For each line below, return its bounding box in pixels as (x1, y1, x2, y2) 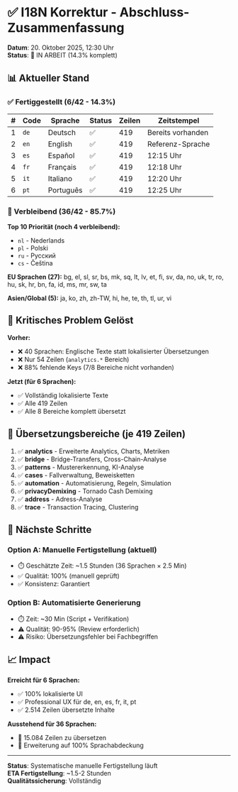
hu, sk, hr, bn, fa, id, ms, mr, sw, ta (7, 280, 108, 288)
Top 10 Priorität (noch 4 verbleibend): (7, 222, 120, 231)
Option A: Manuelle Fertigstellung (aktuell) (7, 544, 157, 554)
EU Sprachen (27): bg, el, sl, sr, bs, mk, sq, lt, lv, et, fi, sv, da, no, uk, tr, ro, (7, 273, 225, 281)
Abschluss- (119, 4, 190, 21)
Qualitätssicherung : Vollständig (7, 776, 101, 785)
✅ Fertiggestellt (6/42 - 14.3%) (7, 97, 116, 107)
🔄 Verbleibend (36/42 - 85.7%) (7, 207, 116, 216)
